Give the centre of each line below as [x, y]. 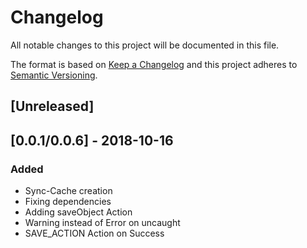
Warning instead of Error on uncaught [102, 223]
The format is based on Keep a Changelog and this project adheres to [154, 64]
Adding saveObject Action [78, 212]
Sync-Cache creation [68, 191]
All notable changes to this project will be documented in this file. [145, 45]
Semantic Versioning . [54, 75]
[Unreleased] [52, 106]
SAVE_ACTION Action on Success [94, 233]
